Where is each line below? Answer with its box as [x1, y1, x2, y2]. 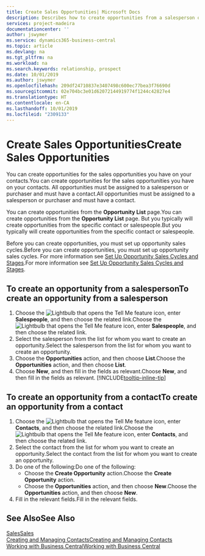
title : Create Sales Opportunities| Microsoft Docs [6, 9, 140, 15]
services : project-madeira [6, 20, 75, 26]
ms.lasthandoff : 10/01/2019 [6, 105, 78, 112]
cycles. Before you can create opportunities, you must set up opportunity [6, 246, 189, 254]
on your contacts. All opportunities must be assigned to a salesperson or [6, 184, 189, 191]
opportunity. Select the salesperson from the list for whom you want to [15, 342, 192, 349]
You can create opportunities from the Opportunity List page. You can [6, 208, 182, 216]
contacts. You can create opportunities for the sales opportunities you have [6, 177, 194, 185]
